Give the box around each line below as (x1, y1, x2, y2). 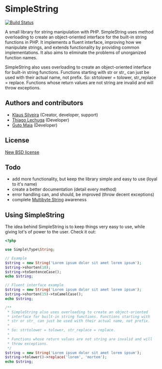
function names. (5, 54, 38, 60)
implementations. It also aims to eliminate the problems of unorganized (5, 50, 146, 55)
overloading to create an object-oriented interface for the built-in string (5, 34, 147, 40)
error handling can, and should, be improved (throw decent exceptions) (12, 192, 155, 197)
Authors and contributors (5, 99, 84, 107)
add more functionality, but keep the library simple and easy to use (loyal (12, 176, 158, 182)
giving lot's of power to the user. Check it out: (5, 229, 96, 235)
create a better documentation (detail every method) (12, 186, 117, 193)
